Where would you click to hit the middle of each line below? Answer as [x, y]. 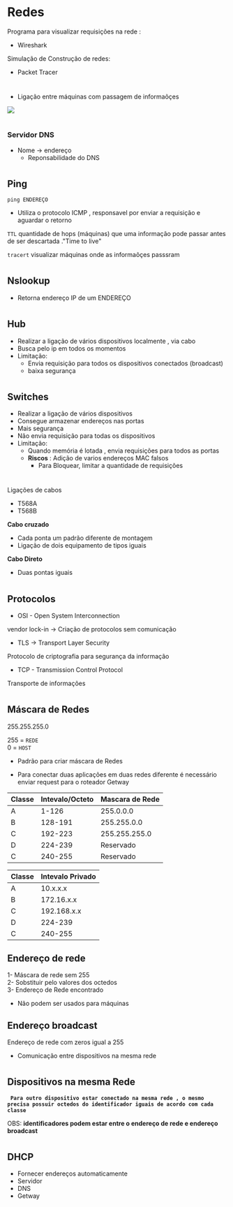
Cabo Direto [25, 559]
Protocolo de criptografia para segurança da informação [88, 656]
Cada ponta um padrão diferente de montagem [85, 538]
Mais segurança [40, 429]
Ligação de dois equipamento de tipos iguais [82, 546]
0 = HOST [19, 747]
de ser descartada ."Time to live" [54, 241]
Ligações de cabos [35, 490]
